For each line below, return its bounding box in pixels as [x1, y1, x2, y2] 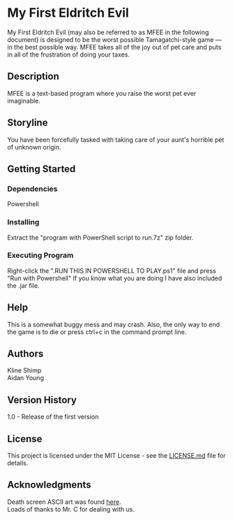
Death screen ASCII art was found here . [7, 498, 121, 506]
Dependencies [7, 184, 58, 194]
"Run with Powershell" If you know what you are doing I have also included [7, 274, 223, 282]
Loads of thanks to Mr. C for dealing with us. [7, 505, 135, 513]
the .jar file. [7, 281, 40, 289]
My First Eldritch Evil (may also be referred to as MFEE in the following [7, 28, 209, 36]
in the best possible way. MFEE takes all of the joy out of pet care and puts [7, 43, 222, 51]
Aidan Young [7, 374, 44, 382]
